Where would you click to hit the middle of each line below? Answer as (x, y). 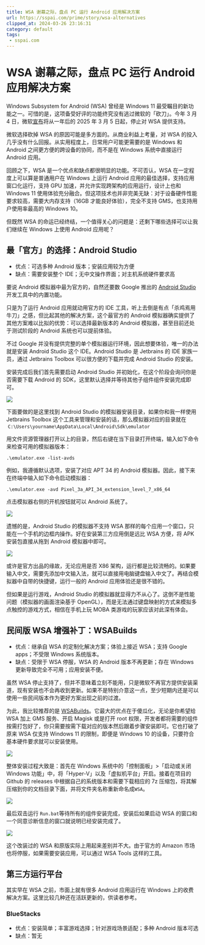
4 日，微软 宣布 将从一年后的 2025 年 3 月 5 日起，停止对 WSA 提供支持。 (98, 121)
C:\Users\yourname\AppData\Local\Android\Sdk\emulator (79, 427)
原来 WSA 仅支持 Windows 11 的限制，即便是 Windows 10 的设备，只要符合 (100, 734)
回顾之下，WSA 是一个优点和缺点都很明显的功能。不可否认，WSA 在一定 (98, 170)
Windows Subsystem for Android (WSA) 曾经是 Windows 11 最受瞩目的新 (98, 106)
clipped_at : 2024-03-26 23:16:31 (49, 23)
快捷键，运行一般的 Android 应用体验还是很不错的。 (103, 581)
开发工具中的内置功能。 (36, 294)
